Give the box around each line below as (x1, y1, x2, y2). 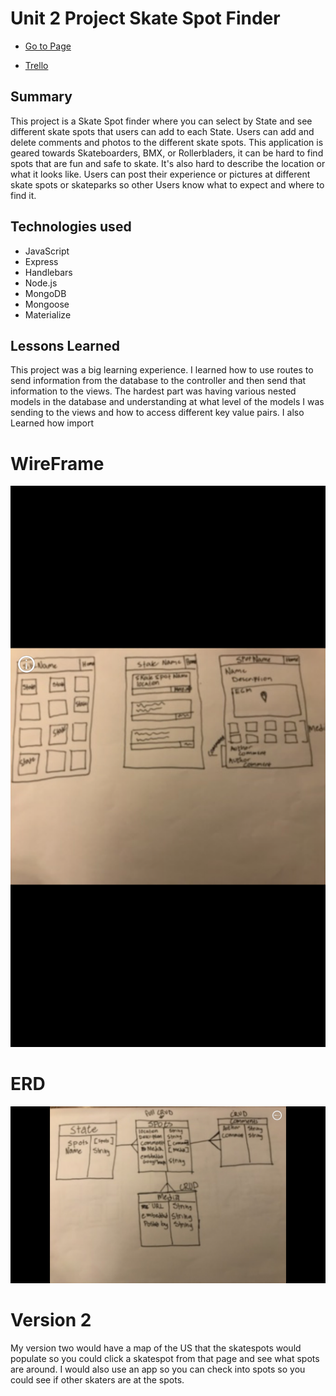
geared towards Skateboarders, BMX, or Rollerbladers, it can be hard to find (10, 147, 324, 159)
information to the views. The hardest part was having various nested (10, 385, 297, 397)
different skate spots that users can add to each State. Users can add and (10, 125, 315, 137)
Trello (24, 59, 49, 71)
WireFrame (10, 452, 105, 475)
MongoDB (24, 287, 67, 299)
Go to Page (24, 40, 72, 52)
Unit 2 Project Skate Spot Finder (10, 7, 281, 30)
